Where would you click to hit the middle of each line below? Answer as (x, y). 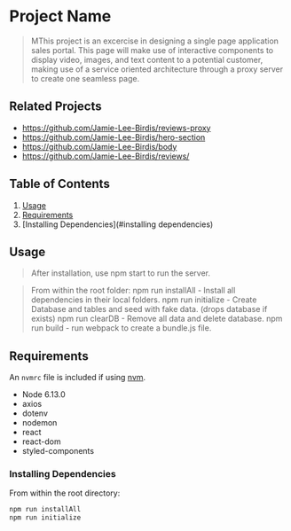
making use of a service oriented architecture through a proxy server (157, 69)
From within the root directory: (65, 493)
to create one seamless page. (85, 78)
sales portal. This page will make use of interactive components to (152, 50)
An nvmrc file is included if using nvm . (78, 378)
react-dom (41, 441)
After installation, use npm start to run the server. (121, 273)
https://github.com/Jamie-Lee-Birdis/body (99, 146)
